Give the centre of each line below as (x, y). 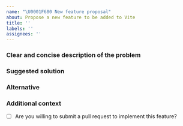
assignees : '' (24, 34)
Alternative (23, 87)
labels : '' (20, 28)
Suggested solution (35, 71)
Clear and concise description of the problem (73, 55)
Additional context (34, 103)
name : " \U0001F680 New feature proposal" (59, 12)
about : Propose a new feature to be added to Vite (71, 17)
